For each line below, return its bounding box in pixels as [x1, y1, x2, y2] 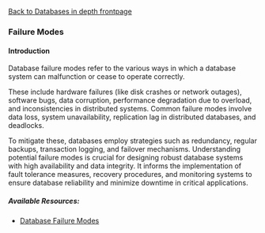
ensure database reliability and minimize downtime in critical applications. [8, 178, 249, 188]
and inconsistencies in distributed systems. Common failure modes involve [8, 104, 252, 114]
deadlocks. [8, 121, 45, 130]
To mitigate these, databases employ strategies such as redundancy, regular [8, 136, 257, 145]
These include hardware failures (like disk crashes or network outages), [8, 87, 243, 97]
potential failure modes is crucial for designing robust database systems [8, 153, 244, 163]
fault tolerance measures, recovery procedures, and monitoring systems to [8, 170, 252, 179]
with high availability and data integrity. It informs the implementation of [8, 161, 242, 171]
